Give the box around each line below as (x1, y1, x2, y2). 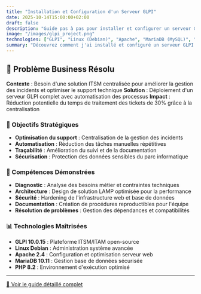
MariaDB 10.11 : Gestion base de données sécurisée (14, 257, 143, 264)
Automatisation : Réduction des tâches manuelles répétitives (14, 140, 166, 147)
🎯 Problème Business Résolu (6, 64, 115, 75)
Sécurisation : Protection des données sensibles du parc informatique (14, 153, 188, 160)
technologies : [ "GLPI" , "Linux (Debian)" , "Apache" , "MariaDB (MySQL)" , (6, 36, 191, 42)
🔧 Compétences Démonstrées (6, 168, 95, 176)
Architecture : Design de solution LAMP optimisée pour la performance (14, 188, 191, 195)
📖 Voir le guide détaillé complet (6, 280, 83, 287)
